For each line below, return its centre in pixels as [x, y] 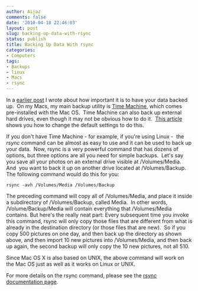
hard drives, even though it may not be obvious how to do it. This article [94, 119]
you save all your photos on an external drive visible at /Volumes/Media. [94, 161]
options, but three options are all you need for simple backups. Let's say [95, 155]
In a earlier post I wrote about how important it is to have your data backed [97, 100]
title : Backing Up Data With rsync [50, 45]
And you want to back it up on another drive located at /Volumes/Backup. [96, 168]
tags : [13, 61]
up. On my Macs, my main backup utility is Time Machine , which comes [94, 106]
